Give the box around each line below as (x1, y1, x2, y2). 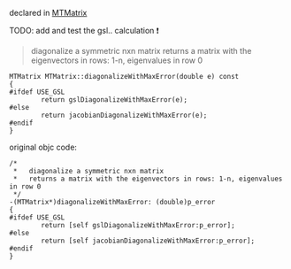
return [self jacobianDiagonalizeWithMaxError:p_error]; (41, 236, 255, 245)
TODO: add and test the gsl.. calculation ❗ (9, 26, 159, 35)
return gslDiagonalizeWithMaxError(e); (41, 96, 188, 104)
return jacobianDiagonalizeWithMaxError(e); (41, 111, 208, 119)
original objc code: (9, 142, 78, 152)
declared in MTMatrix (9, 8, 88, 18)
